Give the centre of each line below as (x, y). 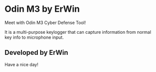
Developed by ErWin (36, 53)
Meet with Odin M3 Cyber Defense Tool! (45, 23)
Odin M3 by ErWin (42, 9)
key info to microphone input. (34, 37)
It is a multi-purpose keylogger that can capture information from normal (78, 32)
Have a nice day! (22, 64)
